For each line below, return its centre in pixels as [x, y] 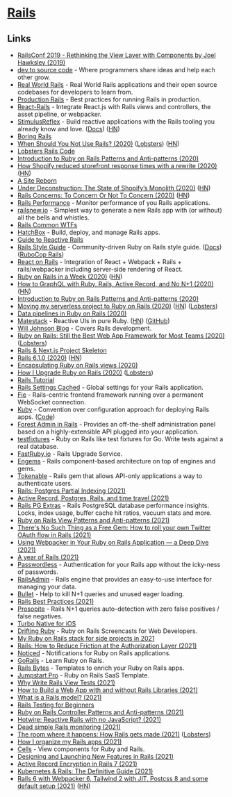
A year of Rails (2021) [48, 557]
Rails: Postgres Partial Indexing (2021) [72, 491]
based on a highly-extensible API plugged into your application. [108, 432]
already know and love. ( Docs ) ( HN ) [68, 129]
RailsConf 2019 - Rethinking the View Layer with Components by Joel [117, 55]
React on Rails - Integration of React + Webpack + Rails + [99, 262]
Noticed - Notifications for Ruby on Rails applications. [94, 653]
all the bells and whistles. [53, 217]
